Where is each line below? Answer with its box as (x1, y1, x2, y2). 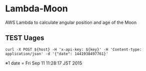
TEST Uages (5, 34, 44, 42)
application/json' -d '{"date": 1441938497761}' (5, 51, 108, 56)
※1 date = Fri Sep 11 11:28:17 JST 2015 (5, 60, 82, 66)
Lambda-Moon (5, 3, 68, 14)
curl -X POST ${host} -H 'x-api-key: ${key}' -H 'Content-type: (5, 47, 142, 52)
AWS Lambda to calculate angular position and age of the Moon (5, 19, 136, 25)
